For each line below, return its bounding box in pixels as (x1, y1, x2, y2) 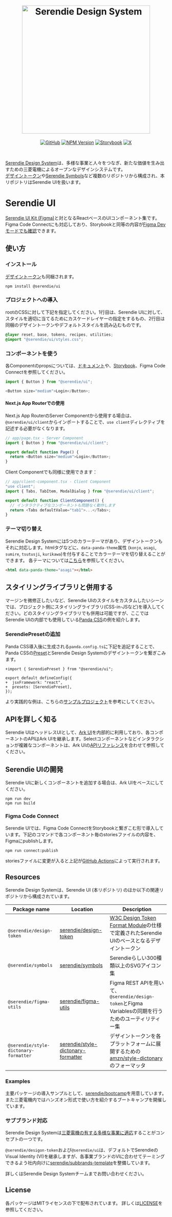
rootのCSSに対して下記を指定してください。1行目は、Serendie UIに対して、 (5, 309, 165, 315)
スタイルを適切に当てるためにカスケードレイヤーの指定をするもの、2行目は (5, 315, 165, 321)
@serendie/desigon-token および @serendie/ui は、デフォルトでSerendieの (5, 1147, 159, 1153)
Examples (5, 1078, 31, 1085)
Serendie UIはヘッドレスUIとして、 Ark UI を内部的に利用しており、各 (5, 729, 150, 735)
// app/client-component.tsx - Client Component (5, 479, 111, 484)
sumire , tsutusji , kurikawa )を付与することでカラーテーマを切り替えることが (5, 551, 165, 557)
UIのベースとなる (110, 937, 151, 944)
